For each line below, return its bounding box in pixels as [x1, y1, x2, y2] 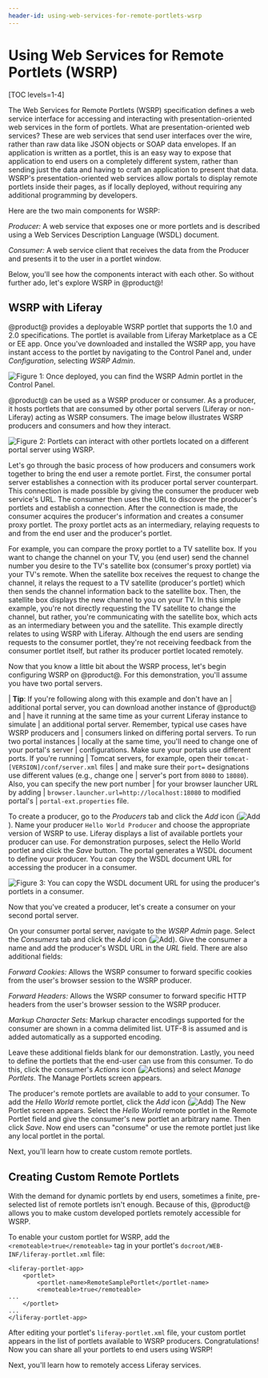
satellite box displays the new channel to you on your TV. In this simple [8, 595, 242, 605]
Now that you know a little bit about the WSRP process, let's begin [8, 662, 226, 671]
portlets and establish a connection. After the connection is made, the [8, 503, 238, 513]
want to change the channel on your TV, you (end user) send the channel [8, 553, 250, 563]
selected [8, 1200, 38, 1209]
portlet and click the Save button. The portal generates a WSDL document [8, 846, 253, 855]
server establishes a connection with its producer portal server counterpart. [8, 478, 258, 487]
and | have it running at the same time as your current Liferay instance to [8, 711, 248, 721]
